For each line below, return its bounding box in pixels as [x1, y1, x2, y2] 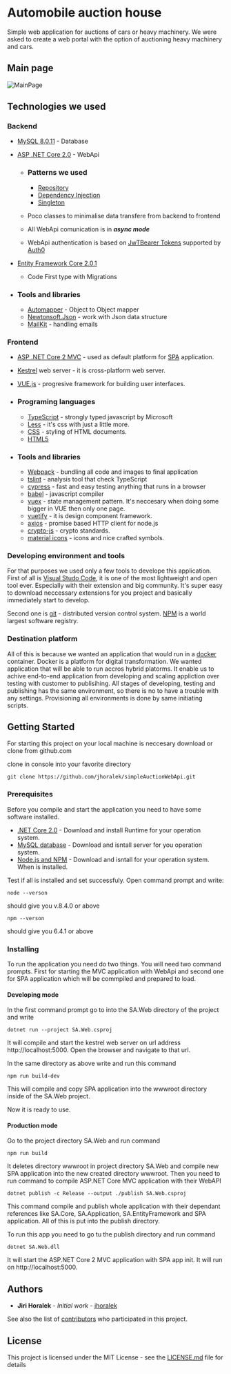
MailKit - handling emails [27, 320, 98, 329]
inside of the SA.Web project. [7, 1092, 91, 1100]
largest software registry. [7, 617, 79, 625]
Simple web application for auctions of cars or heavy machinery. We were [7, 28, 217, 36]
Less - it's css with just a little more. [27, 420, 130, 428]
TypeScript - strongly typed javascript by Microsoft [27, 412, 173, 421]
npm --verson [7, 915, 45, 922]
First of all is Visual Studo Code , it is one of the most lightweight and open [7, 574, 217, 582]
